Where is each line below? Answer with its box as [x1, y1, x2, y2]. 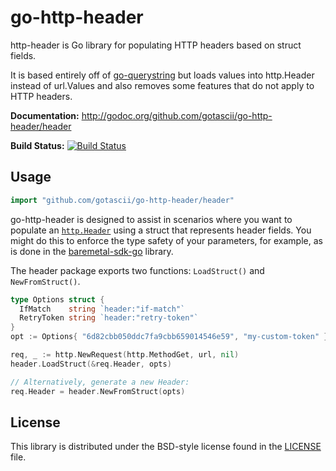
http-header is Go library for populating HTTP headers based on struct [10, 39, 302, 51]
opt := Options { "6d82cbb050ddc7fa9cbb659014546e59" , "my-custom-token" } [10, 332, 329, 342]
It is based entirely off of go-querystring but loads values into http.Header [10, 69, 315, 81]
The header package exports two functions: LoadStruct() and [10, 264, 265, 276]
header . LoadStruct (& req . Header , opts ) [10, 359, 172, 369]
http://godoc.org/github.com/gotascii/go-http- [81, 109, 273, 121]
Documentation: [10, 109, 80, 121]
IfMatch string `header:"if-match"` [19, 304, 186, 314]
